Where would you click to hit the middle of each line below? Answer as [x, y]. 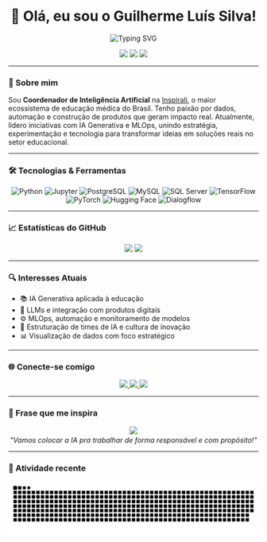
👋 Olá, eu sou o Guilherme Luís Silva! [133, 16]
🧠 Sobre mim [33, 83]
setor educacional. [39, 142]
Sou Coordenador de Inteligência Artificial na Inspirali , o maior [112, 100]
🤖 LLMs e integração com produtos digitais [90, 310]
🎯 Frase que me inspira [53, 413]
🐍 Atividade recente [47, 468]
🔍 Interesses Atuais [48, 277]
